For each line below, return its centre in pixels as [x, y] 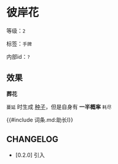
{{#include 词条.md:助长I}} [40, 119]
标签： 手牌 [19, 43]
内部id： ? [18, 56]
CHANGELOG [32, 139]
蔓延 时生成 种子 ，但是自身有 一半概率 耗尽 [59, 106]
